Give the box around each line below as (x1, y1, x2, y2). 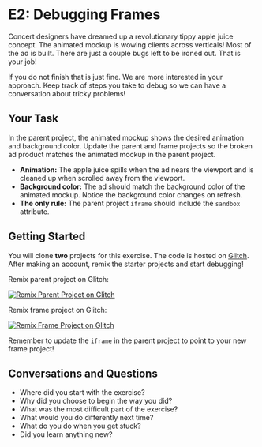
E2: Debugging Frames (8, 6, 161, 24)
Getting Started (8, 230, 86, 243)
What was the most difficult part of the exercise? (19, 404, 178, 414)
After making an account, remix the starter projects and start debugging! (8, 259, 245, 269)
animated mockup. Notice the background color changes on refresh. (19, 190, 243, 199)
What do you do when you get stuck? (19, 421, 141, 431)
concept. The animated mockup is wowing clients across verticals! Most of (8, 39, 252, 49)
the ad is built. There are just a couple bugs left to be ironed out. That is (8, 48, 241, 58)
